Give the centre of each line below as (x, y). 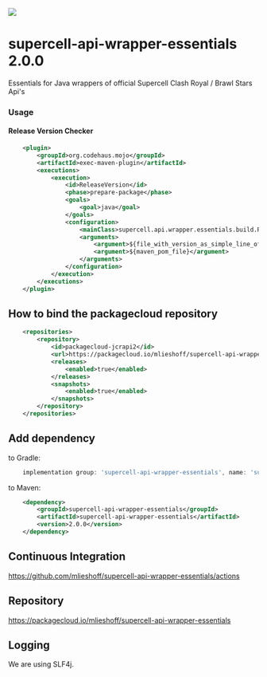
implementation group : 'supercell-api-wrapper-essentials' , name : (135, 472)
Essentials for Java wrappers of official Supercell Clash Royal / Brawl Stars (130, 83)
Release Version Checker (51, 131)
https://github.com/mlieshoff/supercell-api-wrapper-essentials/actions (124, 576)
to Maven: (25, 487)
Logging (29, 645)
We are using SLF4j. (41, 664)
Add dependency (52, 439)
